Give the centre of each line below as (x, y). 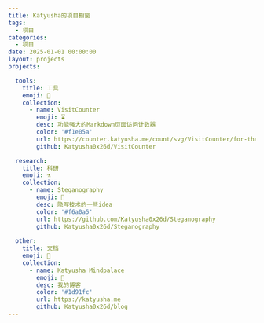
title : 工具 (40, 88)
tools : (26, 81)
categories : (27, 37)
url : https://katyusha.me (79, 299)
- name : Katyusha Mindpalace (77, 270)
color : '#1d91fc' (64, 292)
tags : (17, 23)
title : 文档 (40, 248)
